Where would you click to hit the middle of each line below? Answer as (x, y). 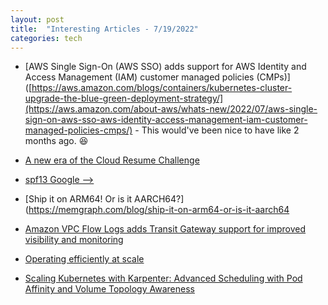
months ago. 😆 (56, 141)
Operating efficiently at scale (84, 259)
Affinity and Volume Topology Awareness (109, 289)
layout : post (37, 19)
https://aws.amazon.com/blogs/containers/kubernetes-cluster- (162, 88)
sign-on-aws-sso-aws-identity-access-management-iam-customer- (166, 120)
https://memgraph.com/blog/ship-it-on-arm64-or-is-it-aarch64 (159, 210)
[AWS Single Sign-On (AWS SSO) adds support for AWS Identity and (165, 67)
